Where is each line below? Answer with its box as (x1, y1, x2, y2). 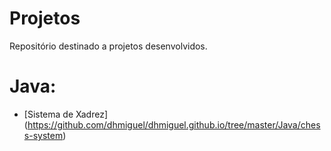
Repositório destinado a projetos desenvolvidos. (9, 40, 208, 52)
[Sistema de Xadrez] (23, 108, 109, 120)
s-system (23, 129, 64, 141)
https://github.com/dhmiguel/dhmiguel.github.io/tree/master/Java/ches (27, 118, 321, 131)
